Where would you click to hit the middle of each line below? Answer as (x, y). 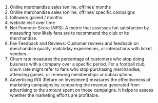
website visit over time (32, 22)
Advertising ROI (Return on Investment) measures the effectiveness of (80, 80)
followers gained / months (36, 17)
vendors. (19, 54)
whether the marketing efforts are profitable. (54, 95)
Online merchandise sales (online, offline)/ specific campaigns (72, 12)
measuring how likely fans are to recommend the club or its (69, 33)
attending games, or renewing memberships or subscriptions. (72, 74)
